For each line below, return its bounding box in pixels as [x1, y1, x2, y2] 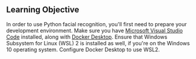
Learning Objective [6, 5, 79, 15]
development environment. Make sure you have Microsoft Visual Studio [6, 27, 183, 34]
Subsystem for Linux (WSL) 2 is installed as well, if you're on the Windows [6, 39, 191, 46]
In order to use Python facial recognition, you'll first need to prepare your [6, 20, 188, 27]
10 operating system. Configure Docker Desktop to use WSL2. [6, 46, 161, 53]
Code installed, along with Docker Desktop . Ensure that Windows [6, 33, 168, 41]
